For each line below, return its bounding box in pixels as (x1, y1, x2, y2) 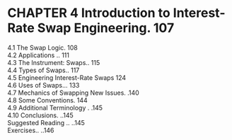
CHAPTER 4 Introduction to (7, 5, 171, 21)
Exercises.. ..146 (7, 126, 54, 134)
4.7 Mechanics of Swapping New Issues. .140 (7, 88, 139, 97)
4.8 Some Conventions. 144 (7, 95, 88, 104)
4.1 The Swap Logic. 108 (7, 43, 78, 52)
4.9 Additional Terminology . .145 (7, 103, 103, 112)
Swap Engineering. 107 (37, 20, 175, 36)
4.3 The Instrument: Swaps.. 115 (7, 58, 100, 66)
